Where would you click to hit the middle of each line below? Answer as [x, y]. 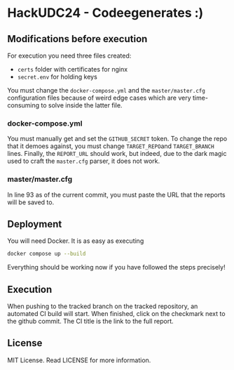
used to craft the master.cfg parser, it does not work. [84, 161]
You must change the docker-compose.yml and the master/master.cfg [106, 90]
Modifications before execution [77, 39]
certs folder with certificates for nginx [73, 69]
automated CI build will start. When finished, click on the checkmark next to [116, 314]
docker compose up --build [47, 254]
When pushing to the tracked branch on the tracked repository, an [103, 306]
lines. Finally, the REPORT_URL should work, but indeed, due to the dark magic [117, 154]
